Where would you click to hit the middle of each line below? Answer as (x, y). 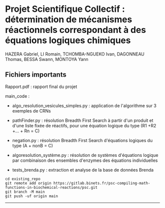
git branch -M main (25, 192)
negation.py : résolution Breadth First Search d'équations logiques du (82, 140)
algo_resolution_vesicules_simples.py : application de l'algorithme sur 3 (84, 105)
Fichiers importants (36, 75)
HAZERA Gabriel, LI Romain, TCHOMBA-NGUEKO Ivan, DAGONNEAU (75, 54)
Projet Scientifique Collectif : (65, 9)
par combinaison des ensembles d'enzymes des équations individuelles (85, 160)
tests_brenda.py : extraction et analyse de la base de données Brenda (83, 170)
